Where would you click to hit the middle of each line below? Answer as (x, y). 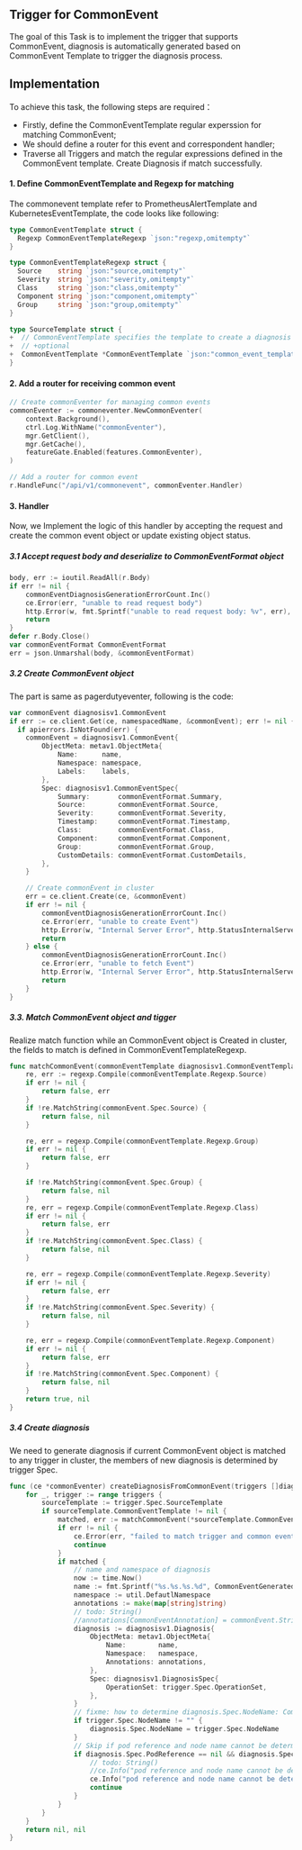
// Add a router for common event (74, 477)
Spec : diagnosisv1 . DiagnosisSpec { (154, 1679)
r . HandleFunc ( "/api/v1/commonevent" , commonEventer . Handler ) (126, 485)
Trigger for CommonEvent (84, 15)
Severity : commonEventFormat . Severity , (142, 813)
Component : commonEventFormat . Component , (144, 838)
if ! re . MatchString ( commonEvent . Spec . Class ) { (114, 1241)
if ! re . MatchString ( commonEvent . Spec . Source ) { (116, 1108)
